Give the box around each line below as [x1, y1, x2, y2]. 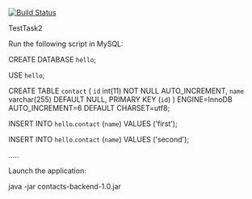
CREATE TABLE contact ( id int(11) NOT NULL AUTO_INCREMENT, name [8, 86, 245, 95]
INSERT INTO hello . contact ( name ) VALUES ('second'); [8, 134, 190, 144]
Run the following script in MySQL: [8, 39, 124, 49]
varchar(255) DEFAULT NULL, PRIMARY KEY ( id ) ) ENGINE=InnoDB [8, 95, 233, 104]
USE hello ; [8, 70, 45, 80]
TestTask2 [8, 23, 43, 32]
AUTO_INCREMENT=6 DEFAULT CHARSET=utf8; [8, 104, 170, 112]
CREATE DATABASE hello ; [8, 55, 97, 64]
